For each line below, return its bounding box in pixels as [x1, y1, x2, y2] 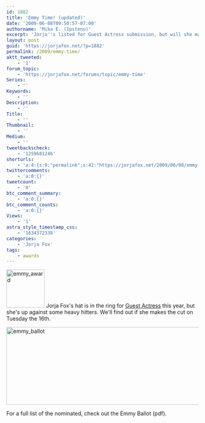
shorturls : [6, 156, 34, 162]
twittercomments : [6, 168, 51, 174]
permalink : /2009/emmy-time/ [6, 49, 81, 55]
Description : [6, 99, 40, 105]
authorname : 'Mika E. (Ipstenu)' [6, 26, 92, 32]
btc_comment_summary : [6, 190, 62, 196]
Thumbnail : [6, 123, 34, 129]
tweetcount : [6, 179, 37, 185]
